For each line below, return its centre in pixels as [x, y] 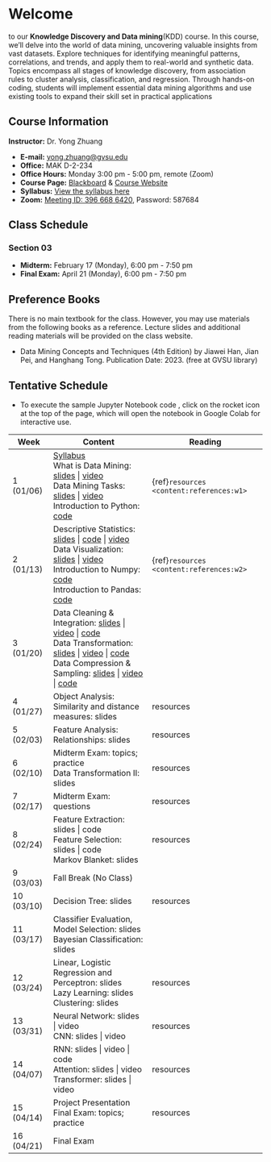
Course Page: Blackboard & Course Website [94, 182]
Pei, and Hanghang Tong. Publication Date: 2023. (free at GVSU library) [139, 360]
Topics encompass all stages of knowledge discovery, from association [127, 70]
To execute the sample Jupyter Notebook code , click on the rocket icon [140, 405]
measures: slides [85, 717]
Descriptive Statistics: [94, 529]
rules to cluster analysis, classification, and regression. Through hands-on [131, 79]
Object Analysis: [84, 697]
